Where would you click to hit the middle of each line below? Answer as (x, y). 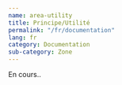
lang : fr (23, 37)
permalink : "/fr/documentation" (61, 30)
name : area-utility (40, 15)
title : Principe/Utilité (49, 23)
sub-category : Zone (40, 52)
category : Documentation (49, 45)
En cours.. (25, 74)
